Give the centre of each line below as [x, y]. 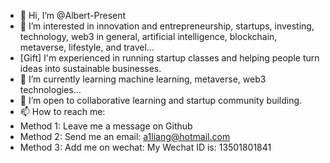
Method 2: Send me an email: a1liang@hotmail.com [125, 136]
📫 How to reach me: [62, 111]
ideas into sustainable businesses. [90, 68]
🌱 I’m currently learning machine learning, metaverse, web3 [143, 79]
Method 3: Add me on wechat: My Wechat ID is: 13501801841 [145, 147]
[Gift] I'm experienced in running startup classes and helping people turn [169, 58]
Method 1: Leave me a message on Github [106, 126]
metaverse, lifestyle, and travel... [87, 47]
